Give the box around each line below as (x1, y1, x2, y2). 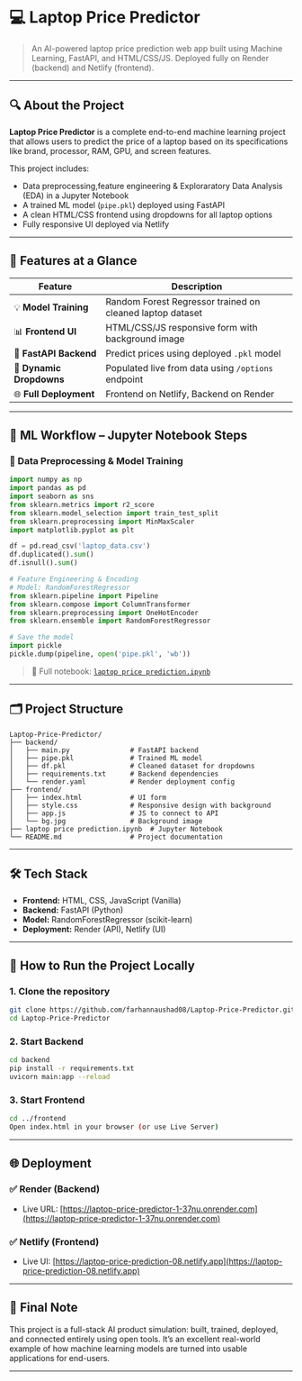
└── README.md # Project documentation (9, 832, 223, 841)
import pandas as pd (9, 484, 87, 493)
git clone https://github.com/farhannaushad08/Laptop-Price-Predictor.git (9, 1005, 296, 1014)
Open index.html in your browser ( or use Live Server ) (9, 1122, 219, 1131)
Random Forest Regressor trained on (105, 295, 261, 307)
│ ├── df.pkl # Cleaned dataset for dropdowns (9, 761, 255, 770)
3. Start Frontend (9, 1094, 85, 1106)
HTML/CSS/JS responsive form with (105, 321, 258, 333)
